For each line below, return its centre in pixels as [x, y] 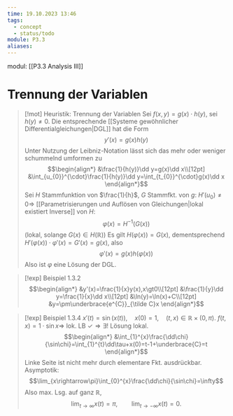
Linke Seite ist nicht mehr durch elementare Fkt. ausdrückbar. [113, 363]
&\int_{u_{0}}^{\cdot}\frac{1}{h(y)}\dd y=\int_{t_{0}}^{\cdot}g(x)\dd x [126, 176]
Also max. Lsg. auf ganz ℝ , [63, 392]
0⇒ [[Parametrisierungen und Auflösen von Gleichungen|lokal [114, 204]
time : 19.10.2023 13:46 [42, 14]
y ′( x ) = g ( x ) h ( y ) [126, 139]
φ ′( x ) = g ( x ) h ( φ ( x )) [126, 254]
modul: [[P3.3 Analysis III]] [45, 66]
